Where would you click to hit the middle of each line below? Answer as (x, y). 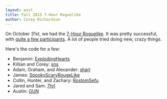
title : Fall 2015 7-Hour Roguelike (43, 15)
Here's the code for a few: (33, 49)
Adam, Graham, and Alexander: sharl (51, 70)
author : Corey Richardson (33, 19)
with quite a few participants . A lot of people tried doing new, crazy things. (83, 39)
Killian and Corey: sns (35, 64)
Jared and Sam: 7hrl (34, 86)
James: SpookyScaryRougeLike (46, 75)
